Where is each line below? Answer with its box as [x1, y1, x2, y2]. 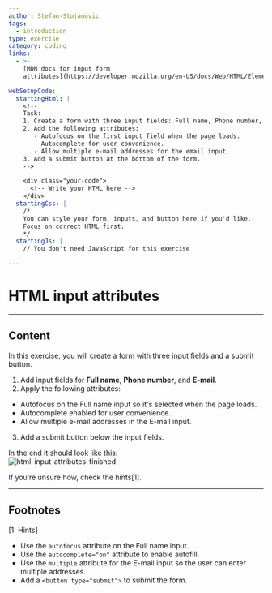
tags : [8, 19, 27, 28]
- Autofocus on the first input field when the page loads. [33, 132, 241, 140]
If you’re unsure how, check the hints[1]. [8, 472, 142, 482]
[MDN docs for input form [23, 65, 111, 73]
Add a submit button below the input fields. [19, 432, 164, 442]
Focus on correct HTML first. [23, 222, 125, 230]
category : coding [8, 42, 67, 50]
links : [8, 49, 31, 58]
